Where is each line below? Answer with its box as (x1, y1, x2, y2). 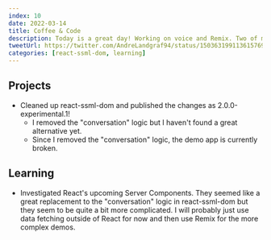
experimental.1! (19, 109, 70, 118)
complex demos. (19, 222, 76, 232)
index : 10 (8, 11, 42, 20)
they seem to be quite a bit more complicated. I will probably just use (19, 205, 249, 214)
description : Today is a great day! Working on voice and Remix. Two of (8, 34, 258, 43)
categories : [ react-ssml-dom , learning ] (8, 49, 147, 57)
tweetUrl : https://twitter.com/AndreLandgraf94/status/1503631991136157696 (8, 42, 269, 50)
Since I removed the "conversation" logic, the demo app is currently (31, 134, 258, 144)
